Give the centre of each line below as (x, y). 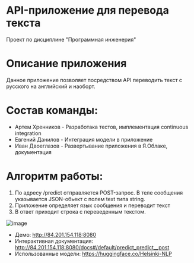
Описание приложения (66, 64)
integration (28, 133)
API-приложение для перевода (88, 10)
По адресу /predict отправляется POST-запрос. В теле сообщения (99, 192)
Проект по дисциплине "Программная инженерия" (71, 39)
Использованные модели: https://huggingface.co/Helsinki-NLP (93, 253)
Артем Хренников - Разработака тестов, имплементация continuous (101, 127)
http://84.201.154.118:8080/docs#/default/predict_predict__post (92, 247)
